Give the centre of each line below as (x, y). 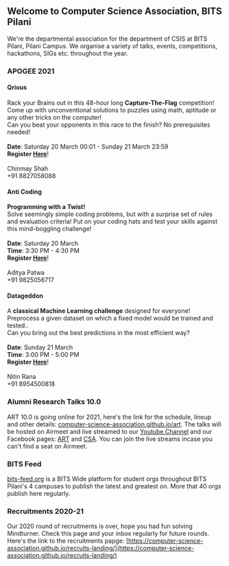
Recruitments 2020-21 (46, 511)
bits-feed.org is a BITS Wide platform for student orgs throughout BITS (107, 479)
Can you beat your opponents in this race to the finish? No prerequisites (109, 124)
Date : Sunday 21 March (40, 347)
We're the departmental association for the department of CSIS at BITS (107, 39)
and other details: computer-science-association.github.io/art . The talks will (114, 424)
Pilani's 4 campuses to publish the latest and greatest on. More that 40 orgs (114, 486)
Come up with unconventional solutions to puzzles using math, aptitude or (112, 110)
